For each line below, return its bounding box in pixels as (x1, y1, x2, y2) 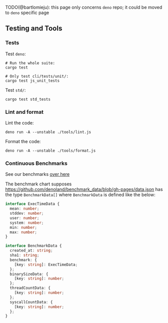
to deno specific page (5, 10, 49, 16)
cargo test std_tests (5, 97, 51, 102)
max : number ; (10, 229, 37, 235)
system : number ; (10, 220, 44, 225)
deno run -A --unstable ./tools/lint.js (5, 130, 92, 135)
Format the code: (5, 138, 41, 144)
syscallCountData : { (10, 299, 53, 304)
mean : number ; (10, 206, 39, 211)
